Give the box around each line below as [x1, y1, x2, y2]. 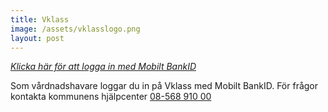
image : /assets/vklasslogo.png [10, 24, 141, 34]
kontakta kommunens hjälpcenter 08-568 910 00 [10, 91, 212, 103]
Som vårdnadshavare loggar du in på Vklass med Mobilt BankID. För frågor [10, 80, 319, 92]
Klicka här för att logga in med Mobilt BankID [10, 61, 197, 73]
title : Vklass [10, 14, 70, 25]
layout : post [10, 33, 65, 43]
